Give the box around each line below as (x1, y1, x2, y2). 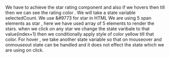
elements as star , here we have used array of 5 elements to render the (5, 20, 155, 26)
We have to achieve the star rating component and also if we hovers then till (5, 5, 165, 10)
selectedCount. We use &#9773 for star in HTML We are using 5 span (5, 15, 152, 21)
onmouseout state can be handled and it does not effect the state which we (5, 42, 164, 47)
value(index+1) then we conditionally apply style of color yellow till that (5, 31, 154, 37)
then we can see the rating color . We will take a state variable (5, 10, 136, 16)
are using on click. (5, 47, 44, 53)
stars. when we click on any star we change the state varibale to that (5, 26, 150, 32)
